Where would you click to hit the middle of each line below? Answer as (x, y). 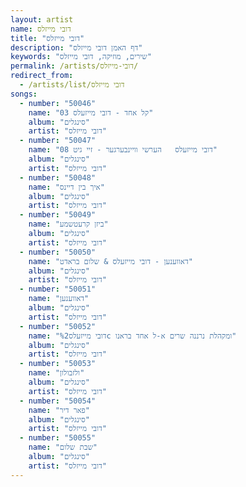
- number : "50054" (58, 401)
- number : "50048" (58, 177)
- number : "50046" (58, 103)
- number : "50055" (58, 438)
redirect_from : (42, 76)
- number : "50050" (58, 252)
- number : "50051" (58, 289)
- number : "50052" (58, 326)
